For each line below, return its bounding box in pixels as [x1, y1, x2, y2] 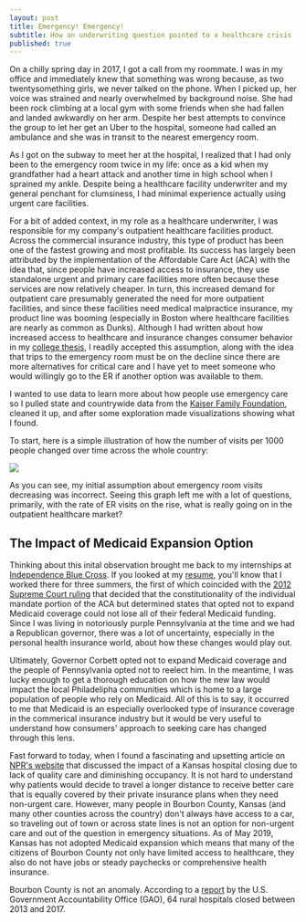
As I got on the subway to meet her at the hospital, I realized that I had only [9, 150, 291, 161]
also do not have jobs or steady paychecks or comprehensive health [9, 857, 267, 868]
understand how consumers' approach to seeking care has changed [9, 723, 267, 734]
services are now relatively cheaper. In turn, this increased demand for [9, 284, 276, 295]
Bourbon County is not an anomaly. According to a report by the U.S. [9, 885, 269, 896]
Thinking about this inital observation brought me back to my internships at [9, 560, 292, 571]
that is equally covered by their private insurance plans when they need [9, 789, 279, 800]
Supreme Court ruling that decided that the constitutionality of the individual [9, 589, 296, 600]
